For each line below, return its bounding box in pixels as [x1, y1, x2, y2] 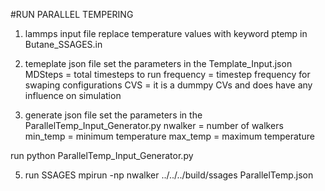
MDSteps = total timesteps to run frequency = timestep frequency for [24, 69, 311, 80]
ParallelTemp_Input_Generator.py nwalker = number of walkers [24, 120, 284, 131]
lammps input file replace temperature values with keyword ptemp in [24, 28, 308, 39]
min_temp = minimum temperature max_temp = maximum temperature [24, 130, 315, 142]
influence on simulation [24, 90, 122, 101]
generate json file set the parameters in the [24, 109, 203, 121]
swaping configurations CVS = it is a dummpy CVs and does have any [24, 79, 313, 91]
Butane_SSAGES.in [24, 39, 103, 50]
